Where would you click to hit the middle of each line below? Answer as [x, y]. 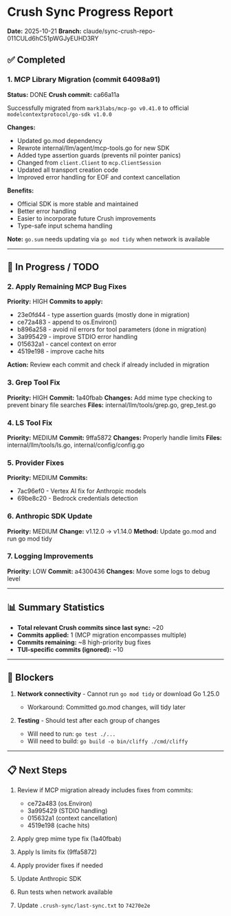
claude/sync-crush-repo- [119, 31]
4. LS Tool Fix [30, 422]
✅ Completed [36, 60]
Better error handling [47, 211]
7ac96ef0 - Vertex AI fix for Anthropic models [81, 491]
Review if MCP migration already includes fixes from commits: [105, 790]
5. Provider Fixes [36, 463]
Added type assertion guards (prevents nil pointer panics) [99, 155]
